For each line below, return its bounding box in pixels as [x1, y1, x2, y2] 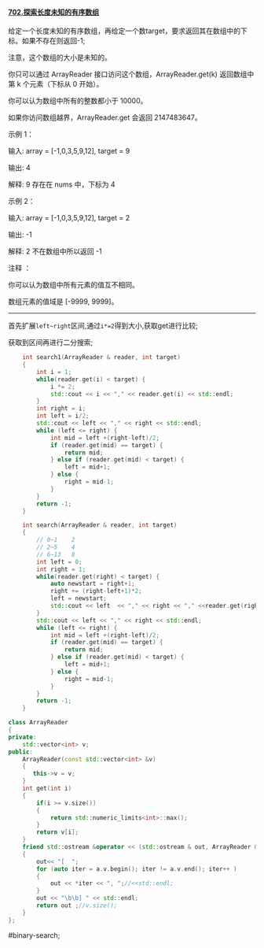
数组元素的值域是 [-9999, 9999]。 [8, 297, 119, 306]
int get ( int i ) [22, 784, 72, 793]
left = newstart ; [49, 594, 108, 602]
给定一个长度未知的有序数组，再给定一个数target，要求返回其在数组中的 [8, 26, 241, 35]
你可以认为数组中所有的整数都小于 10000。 [8, 96, 148, 106]
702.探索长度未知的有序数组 [8, 7, 100, 17]
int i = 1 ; [36, 368, 72, 376]
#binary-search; [8, 930, 60, 940]
